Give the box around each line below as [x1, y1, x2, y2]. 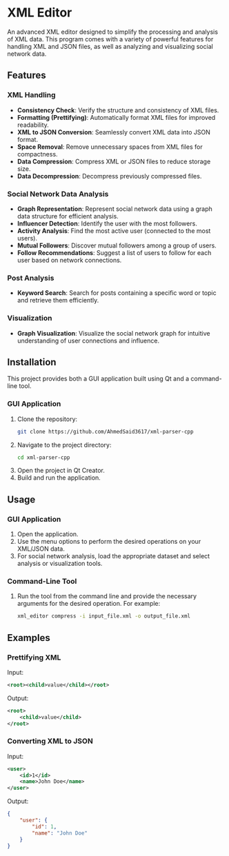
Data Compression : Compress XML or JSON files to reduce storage [17, 157, 211, 165]
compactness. [17, 150, 58, 158]
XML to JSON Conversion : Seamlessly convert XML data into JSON [17, 128, 210, 136]
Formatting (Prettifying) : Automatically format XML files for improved [17, 113, 216, 121]
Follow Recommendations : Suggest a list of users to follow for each [17, 248, 212, 256]
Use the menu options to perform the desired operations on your [17, 538, 201, 546]
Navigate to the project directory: [17, 440, 112, 449]
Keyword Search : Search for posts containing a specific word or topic [17, 289, 217, 297]
